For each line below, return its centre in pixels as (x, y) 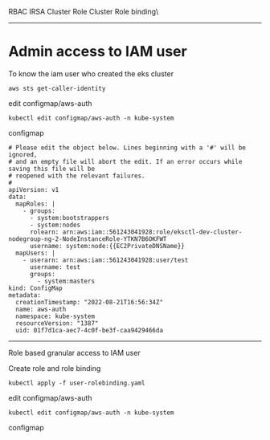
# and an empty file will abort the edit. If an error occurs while (125, 161)
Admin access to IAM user (98, 52)
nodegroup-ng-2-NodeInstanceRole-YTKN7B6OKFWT (88, 239)
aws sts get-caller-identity (57, 88)
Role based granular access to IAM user (74, 352)
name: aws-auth (41, 309)
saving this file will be (51, 169)
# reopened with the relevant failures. (77, 176)
